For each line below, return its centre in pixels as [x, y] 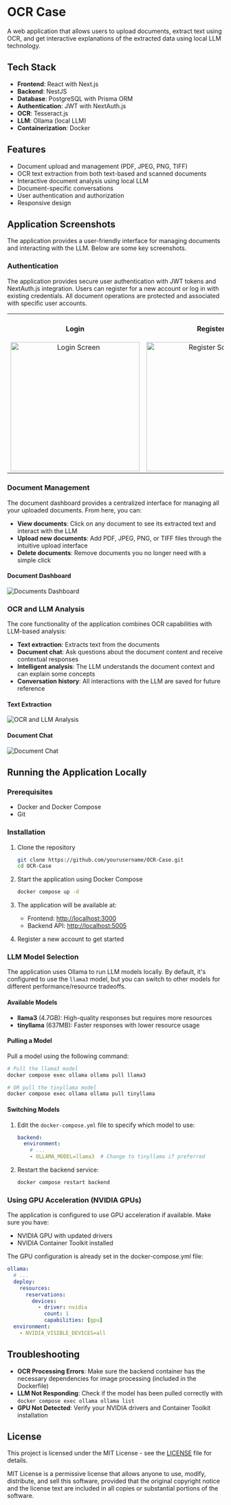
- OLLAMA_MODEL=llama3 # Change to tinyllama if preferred [118, 1157]
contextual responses [48, 659]
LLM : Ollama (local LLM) [52, 121]
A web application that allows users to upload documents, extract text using [114, 31]
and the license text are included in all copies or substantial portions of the [113, 1488]
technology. [24, 45]
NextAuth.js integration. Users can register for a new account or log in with [113, 288]
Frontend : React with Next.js [58, 84]
